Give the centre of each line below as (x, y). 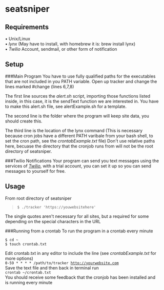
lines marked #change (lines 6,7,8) (40, 86)
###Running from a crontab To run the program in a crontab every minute (79, 231)
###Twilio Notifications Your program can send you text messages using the (82, 161)
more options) (19, 258)
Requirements (27, 27)
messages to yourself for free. (35, 171)
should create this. (24, 121)
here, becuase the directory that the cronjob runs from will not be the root (79, 146)
